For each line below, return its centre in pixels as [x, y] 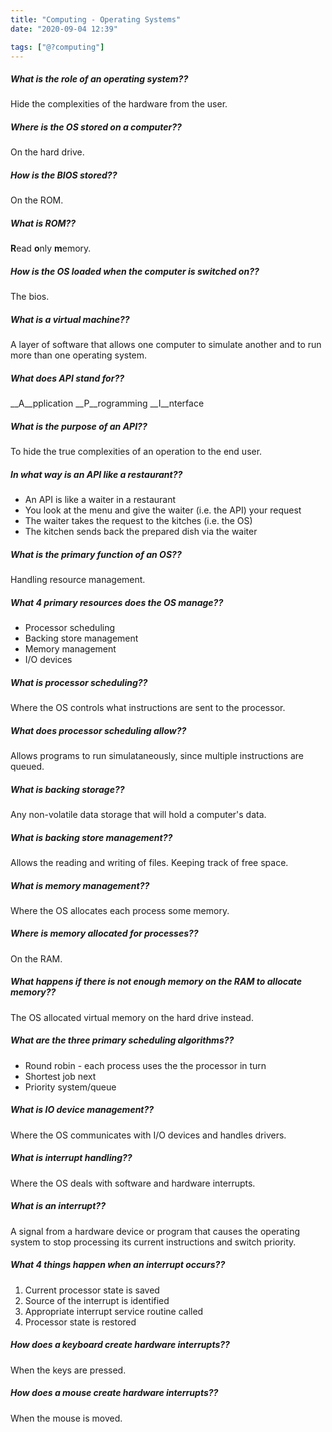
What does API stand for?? [67, 378]
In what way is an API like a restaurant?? [96, 474]
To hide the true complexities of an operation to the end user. [136, 452]
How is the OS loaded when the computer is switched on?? [135, 271]
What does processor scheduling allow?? [98, 730]
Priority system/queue [70, 1087]
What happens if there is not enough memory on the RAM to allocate [156, 982]
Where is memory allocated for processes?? [104, 933]
